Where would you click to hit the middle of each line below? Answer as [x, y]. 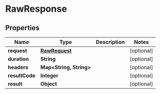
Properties [22, 28]
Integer [49, 76]
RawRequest [56, 51]
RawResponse [36, 9]
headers [18, 67]
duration [18, 59]
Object [49, 84]
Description [110, 42]
